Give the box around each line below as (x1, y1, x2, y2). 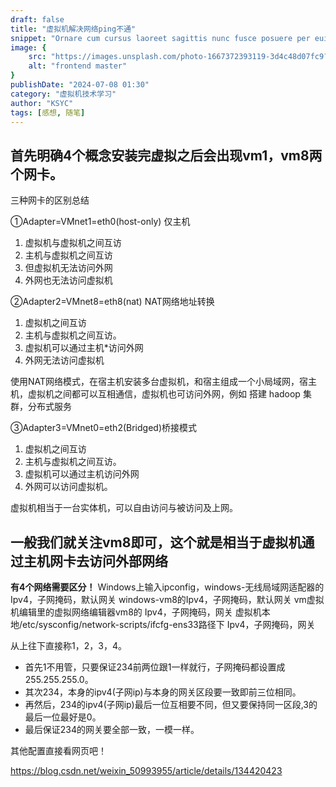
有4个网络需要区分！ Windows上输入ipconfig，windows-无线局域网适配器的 (10, 581, 325, 593)
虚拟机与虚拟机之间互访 (24, 237, 122, 249)
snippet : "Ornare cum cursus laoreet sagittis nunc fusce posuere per (10, 33, 311, 43)
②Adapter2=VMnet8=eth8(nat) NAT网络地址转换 (10, 296, 215, 308)
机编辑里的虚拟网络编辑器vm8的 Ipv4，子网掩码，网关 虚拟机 (10, 606, 262, 618)
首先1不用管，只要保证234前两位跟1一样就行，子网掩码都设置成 (24, 661, 286, 673)
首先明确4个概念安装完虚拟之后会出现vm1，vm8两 (10, 147, 323, 164)
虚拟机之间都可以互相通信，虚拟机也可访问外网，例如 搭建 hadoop (27, 388, 301, 400)
